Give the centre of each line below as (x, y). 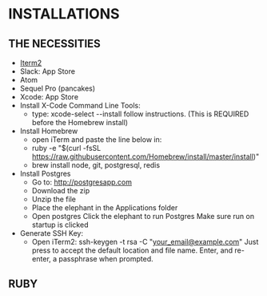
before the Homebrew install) (80, 122)
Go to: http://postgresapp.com (82, 182)
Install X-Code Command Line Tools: (80, 105)
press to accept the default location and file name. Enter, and (132, 250)
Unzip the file (54, 199)
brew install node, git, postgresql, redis (96, 165)
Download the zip (61, 191)
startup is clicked (60, 225)
